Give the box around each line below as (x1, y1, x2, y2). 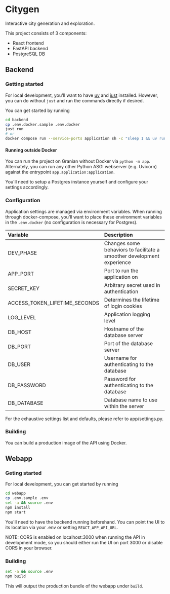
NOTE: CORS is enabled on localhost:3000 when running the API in (5, 534, 145, 540)
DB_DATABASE (8, 399, 44, 406)
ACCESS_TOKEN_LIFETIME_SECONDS (8, 299, 100, 306)
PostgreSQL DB (12, 51, 46, 57)
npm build (5, 574, 26, 579)
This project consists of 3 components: (5, 30, 87, 36)
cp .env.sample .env (5, 496, 49, 501)
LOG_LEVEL (8, 314, 36, 321)
